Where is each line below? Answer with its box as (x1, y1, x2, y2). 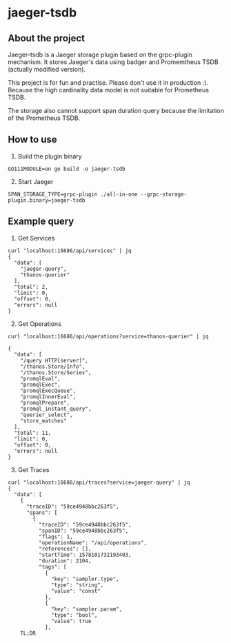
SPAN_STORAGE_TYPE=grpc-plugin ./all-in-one (8, 191, 138, 198)
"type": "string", (51, 581, 104, 589)
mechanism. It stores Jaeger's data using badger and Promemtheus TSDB (8, 58, 219, 66)
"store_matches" (20, 417, 68, 425)
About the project (8, 32, 86, 44)
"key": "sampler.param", (51, 605, 123, 613)
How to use (8, 134, 57, 145)
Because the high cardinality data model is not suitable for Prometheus (8, 86, 210, 94)
